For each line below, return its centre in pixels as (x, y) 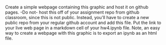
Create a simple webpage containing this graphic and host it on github (77, 7)
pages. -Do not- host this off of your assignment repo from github (72, 12)
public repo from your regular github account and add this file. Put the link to (83, 22)
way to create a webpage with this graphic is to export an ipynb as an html (81, 33)
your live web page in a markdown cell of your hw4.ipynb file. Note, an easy (83, 28)
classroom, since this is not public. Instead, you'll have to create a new (77, 17)
